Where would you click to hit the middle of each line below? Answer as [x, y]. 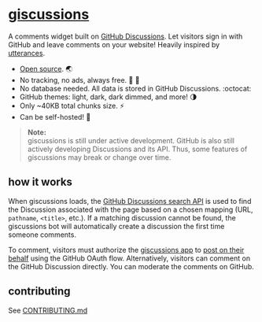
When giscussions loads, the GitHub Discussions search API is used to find [130, 201]
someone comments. [42, 235]
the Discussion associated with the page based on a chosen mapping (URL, [131, 209]
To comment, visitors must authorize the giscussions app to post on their [126, 250]
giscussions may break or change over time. [99, 157]
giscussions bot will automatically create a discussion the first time [116, 226]
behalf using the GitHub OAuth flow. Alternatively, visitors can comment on [129, 258]
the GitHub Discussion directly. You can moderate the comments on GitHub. [131, 266]
